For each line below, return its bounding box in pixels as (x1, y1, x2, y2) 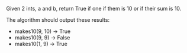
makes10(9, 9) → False (14, 34, 70, 41)
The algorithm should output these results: (6, 16, 110, 23)
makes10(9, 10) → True (14, 28, 71, 35)
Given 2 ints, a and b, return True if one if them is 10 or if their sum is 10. (6, 5, 182, 12)
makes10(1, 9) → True (14, 41, 68, 47)
